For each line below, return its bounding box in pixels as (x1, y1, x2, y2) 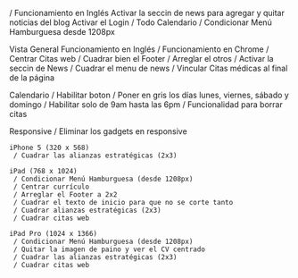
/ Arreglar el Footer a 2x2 (12, 190, 118, 199)
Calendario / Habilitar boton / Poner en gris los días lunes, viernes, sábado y (9, 89, 290, 100)
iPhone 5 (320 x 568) (9, 143, 90, 152)
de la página (9, 72, 55, 83)
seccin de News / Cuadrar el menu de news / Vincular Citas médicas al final (9, 63, 288, 73)
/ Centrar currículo (12, 182, 90, 191)
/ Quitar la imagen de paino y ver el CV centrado (12, 245, 205, 254)
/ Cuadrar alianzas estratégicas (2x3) (12, 206, 162, 215)
